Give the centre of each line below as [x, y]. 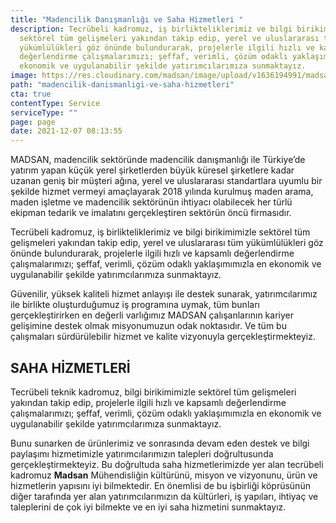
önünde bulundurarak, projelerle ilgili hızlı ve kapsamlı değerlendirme [152, 253]
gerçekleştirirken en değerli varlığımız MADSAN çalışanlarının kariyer [152, 315]
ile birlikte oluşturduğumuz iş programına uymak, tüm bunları [135, 305]
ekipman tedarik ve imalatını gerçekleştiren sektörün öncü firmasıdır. [151, 213]
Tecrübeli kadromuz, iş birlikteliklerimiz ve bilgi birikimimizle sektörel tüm [160, 232]
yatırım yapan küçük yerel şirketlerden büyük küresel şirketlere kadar [152, 170]
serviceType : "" [44, 112]
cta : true [31, 94]
